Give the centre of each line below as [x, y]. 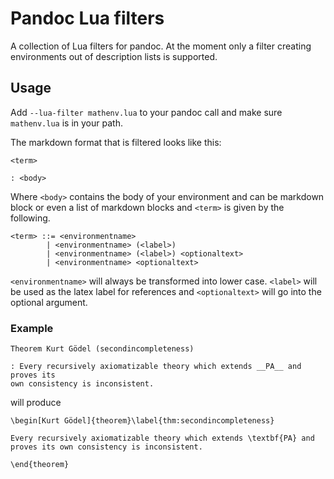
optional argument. [49, 302]
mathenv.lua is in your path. [66, 123]
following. [30, 218]
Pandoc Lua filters [87, 18]
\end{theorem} [40, 465]
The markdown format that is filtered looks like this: [116, 142]
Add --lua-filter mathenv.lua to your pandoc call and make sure [146, 112]
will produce [36, 403]
